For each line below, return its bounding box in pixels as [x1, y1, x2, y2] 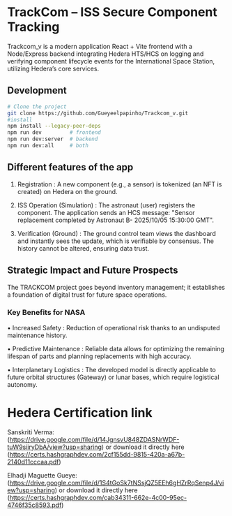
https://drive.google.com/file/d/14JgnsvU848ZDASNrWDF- [9, 435, 180, 443]
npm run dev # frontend [7, 129, 101, 136]
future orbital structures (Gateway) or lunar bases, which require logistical [7, 373, 219, 381]
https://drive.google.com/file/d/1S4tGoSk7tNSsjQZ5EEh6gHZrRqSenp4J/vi [9, 478, 224, 487]
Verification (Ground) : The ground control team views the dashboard [17, 229, 216, 237]
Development [7, 84, 68, 96]
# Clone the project [7, 103, 68, 110]
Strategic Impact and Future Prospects [7, 265, 179, 277]
